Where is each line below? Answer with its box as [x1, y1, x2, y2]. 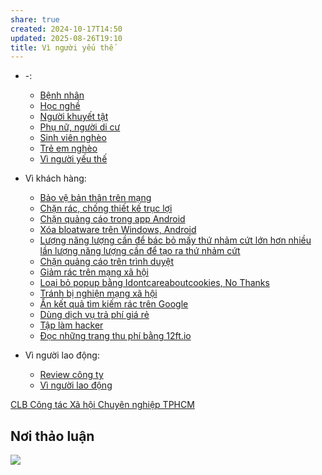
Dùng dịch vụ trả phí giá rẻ [39, 309, 150, 321]
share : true [10, 14, 60, 25]
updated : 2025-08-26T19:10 [10, 33, 123, 43]
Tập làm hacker [39, 319, 104, 331]
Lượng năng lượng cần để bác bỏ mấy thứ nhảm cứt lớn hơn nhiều [39, 234, 312, 246]
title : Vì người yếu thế [10, 42, 114, 53]
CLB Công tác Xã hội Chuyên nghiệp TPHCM [10, 399, 195, 411]
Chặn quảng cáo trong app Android [39, 213, 186, 225]
